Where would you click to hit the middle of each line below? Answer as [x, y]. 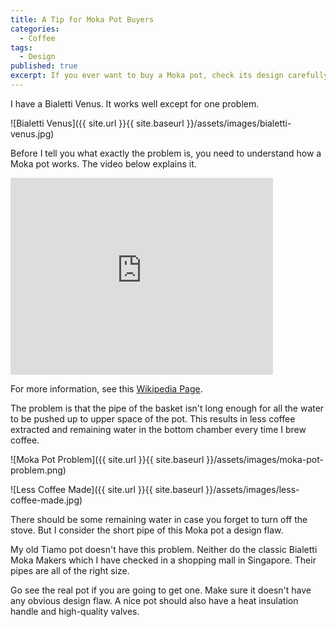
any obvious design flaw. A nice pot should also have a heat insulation [154, 600]
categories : [35, 29]
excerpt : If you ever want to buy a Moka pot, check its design [147, 76]
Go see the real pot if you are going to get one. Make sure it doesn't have [161, 590]
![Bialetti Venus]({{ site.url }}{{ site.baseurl [97, 123]
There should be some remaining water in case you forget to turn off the [159, 519]
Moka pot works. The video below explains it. [103, 163]
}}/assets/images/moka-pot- [265, 459]
